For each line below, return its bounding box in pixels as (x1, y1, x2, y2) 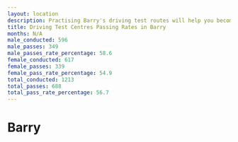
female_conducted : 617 (7, 57, 74, 64)
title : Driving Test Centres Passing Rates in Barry (7, 23, 166, 30)
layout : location (7, 10, 59, 18)
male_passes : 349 (7, 43, 59, 50)
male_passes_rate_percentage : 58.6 (7, 50, 113, 57)
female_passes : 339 (7, 63, 65, 70)
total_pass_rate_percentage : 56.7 (7, 89, 110, 96)
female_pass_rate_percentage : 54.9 (7, 69, 113, 76)
